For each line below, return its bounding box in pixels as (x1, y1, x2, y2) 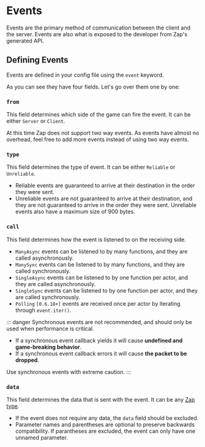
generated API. (6, 37, 44, 44)
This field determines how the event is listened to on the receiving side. (6, 236, 187, 243)
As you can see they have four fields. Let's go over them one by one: (6, 83, 181, 90)
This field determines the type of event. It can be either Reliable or (6, 163, 176, 171)
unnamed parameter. (15, 433, 69, 441)
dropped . (15, 356, 40, 363)
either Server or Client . (6, 117, 65, 125)
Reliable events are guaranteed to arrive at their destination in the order (15, 182, 195, 189)
